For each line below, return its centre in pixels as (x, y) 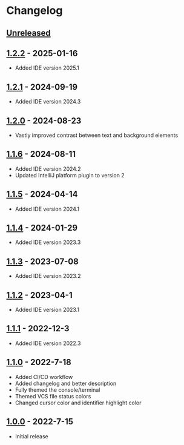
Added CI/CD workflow (44, 377)
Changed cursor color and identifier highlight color (78, 403)
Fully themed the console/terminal (57, 390)
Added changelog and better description (66, 383)
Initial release (31, 436)
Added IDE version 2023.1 (47, 310)
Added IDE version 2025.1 (47, 68)
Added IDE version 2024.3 (48, 102)
